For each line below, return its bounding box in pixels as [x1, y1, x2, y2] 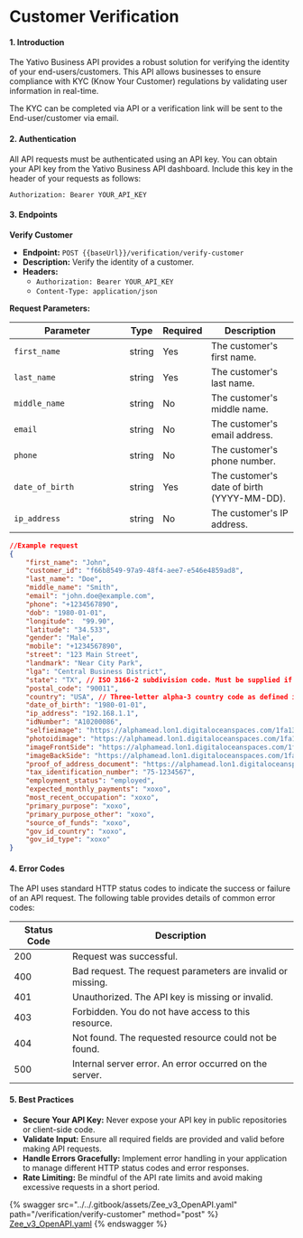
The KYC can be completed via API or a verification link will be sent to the [9, 103, 283, 114]
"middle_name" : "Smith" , [25, 583, 119, 593]
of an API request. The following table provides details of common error [9, 893, 276, 904]
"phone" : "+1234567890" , [25, 599, 119, 609]
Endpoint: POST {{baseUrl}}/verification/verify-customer [22, 247, 244, 258]
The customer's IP [210, 506, 289, 519]
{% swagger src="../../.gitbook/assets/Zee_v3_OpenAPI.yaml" [9, 1199, 238, 1210]
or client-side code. [22, 1123, 96, 1135]
